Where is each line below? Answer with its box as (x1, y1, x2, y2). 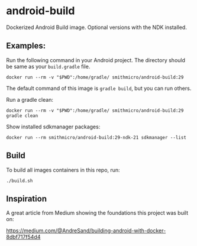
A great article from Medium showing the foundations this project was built (6, 209, 189, 216)
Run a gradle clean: (6, 96, 53, 103)
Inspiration (6, 193, 47, 203)
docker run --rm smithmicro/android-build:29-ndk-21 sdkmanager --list (6, 134, 186, 140)
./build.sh (6, 177, 33, 184)
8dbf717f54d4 (6, 234, 41, 241)
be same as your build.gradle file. (6, 63, 91, 70)
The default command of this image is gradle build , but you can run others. (6, 85, 192, 92)
